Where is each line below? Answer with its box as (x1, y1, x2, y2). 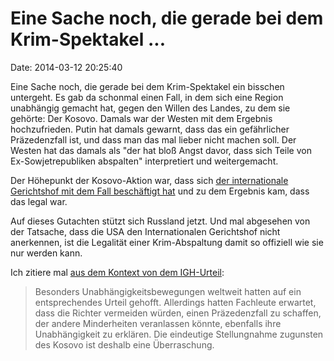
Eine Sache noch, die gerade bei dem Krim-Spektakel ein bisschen (10, 80, 285, 92)
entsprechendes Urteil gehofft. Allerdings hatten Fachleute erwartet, (34, 296, 317, 308)
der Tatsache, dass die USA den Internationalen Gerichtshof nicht (10, 225, 281, 237)
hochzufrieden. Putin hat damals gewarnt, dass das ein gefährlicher (10, 123, 290, 135)
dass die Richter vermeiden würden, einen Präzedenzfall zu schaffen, (34, 307, 322, 319)
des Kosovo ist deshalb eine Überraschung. (34, 338, 215, 351)
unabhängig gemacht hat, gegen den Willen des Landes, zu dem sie (10, 102, 291, 114)
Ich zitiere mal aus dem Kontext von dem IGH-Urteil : (10, 266, 225, 278)
